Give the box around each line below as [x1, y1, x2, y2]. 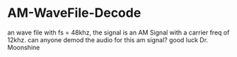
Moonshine [7, 43, 40, 51]
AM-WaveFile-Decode [7, 5, 141, 21]
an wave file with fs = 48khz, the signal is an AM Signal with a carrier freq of [7, 28, 230, 37]
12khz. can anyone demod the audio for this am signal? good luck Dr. [7, 35, 209, 44]
